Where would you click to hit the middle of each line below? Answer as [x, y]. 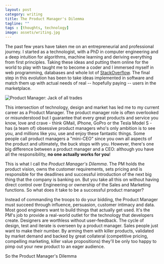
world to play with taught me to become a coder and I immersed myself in [80, 67]
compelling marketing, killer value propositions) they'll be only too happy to [81, 241]
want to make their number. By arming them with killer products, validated [80, 231]
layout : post [18, 10]
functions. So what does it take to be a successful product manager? [74, 190]
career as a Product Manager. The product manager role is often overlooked [82, 113]
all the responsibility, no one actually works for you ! [58, 154]
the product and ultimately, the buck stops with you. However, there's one [80, 144]
